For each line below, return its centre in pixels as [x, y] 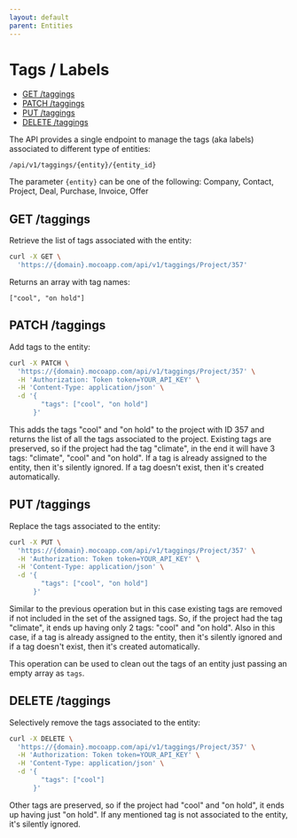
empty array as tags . [47, 673]
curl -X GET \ [35, 257]
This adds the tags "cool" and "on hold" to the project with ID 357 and [137, 429]
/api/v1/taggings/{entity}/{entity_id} [83, 165]
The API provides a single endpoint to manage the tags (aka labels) [132, 139]
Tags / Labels [59, 70]
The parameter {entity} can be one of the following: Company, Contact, [142, 182]
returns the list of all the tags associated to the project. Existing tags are [141, 439]
